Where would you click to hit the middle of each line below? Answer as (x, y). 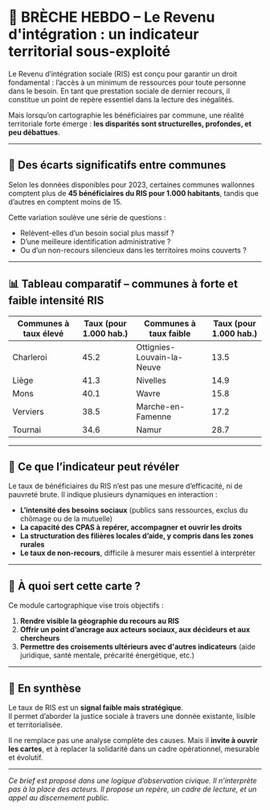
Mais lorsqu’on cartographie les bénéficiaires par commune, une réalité (126, 115)
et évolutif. (26, 757)
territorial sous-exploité (90, 52)
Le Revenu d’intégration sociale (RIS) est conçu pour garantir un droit (123, 73)
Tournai (27, 430)
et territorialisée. (35, 725)
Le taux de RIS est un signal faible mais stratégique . (96, 708)
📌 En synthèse (45, 688)
